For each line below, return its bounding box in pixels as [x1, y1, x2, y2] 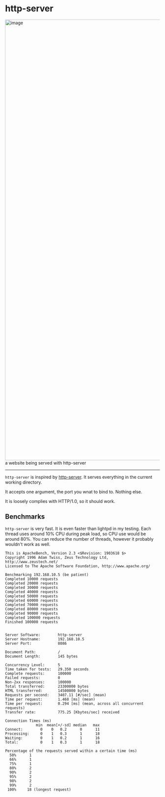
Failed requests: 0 [5, 675, 60, 680]
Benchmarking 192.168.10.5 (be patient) [5, 572, 89, 577]
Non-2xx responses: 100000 [5, 680, 71, 685]
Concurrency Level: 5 [5, 662, 60, 667]
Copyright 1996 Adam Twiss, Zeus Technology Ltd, [5, 555, 109, 560]
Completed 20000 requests [5, 580, 58, 586]
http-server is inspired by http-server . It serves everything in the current [5, 474, 153, 480]
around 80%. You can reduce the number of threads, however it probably [5, 536, 154, 542]
